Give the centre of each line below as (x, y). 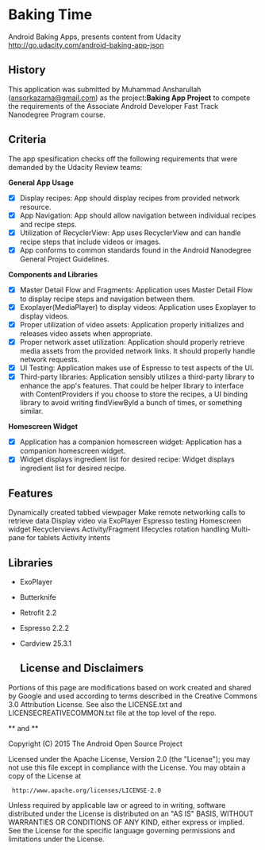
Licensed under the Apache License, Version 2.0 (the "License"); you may (129, 759)
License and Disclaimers (82, 668)
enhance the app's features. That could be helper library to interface (132, 386)
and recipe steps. (48, 224)
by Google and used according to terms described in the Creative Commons (133, 696)
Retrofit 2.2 (38, 612)
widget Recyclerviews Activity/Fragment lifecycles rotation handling (119, 529)
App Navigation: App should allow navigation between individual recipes (138, 215)
